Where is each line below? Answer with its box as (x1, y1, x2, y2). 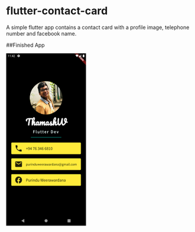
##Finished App (6, 41, 45, 49)
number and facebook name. (6, 30, 77, 37)
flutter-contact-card (6, 4, 108, 18)
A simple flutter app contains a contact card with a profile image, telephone (6, 24, 190, 31)
